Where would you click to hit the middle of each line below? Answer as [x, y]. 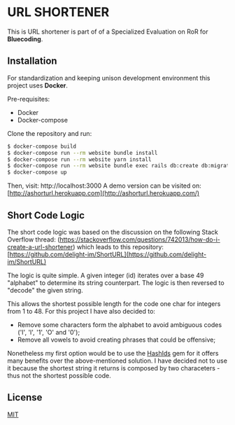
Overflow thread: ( [34, 239]
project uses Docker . [38, 85]
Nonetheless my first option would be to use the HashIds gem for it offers [113, 353]
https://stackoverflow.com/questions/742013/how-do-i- [140, 239]
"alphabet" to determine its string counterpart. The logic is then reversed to [116, 283]
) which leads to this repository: [119, 246]
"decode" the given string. [45, 290]
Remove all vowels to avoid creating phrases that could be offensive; [116, 340]
